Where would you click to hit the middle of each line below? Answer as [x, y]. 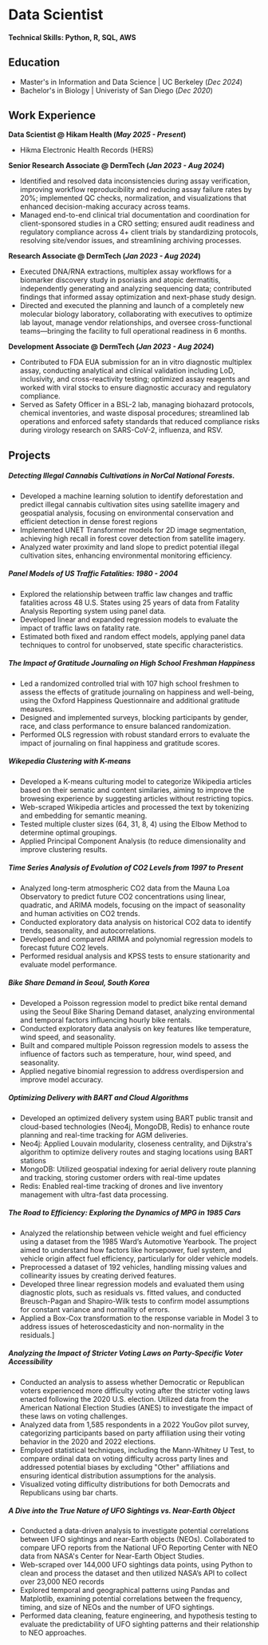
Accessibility [31, 1362]
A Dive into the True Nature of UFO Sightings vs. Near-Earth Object [122, 1511]
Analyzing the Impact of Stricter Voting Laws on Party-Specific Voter [126, 1353]
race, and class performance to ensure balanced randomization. [125, 726]
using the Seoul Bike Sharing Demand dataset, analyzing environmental [137, 1011]
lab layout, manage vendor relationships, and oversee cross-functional [136, 322]
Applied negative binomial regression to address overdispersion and [132, 1071]
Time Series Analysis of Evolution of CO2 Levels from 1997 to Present [126, 868]
